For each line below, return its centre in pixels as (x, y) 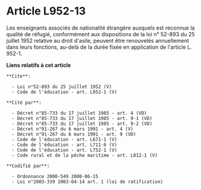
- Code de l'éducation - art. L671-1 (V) (65, 139)
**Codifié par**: (28, 166)
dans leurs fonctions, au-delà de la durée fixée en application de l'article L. (99, 47)
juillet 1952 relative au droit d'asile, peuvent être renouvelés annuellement (98, 40)
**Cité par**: (24, 103)
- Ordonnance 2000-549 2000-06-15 (55, 176)
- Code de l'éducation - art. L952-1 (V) (65, 92)
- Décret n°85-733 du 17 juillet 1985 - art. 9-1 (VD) (82, 118)
